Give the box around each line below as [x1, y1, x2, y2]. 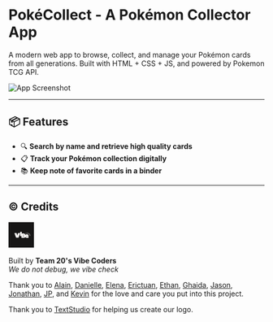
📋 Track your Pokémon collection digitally [19, 153, 167, 163]
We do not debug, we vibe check [8, 264, 119, 274]
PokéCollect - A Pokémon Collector [8, 6, 251, 24]
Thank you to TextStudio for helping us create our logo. [8, 304, 193, 314]
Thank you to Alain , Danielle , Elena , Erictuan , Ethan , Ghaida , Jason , [8, 280, 233, 289]
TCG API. [8, 67, 39, 76]
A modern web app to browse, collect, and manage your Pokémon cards [8, 50, 251, 59]
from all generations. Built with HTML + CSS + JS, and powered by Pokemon [8, 59, 265, 68]
